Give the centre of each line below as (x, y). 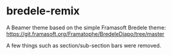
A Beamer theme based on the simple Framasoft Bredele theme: (86, 27)
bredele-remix (43, 11)
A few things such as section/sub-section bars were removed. (84, 45)
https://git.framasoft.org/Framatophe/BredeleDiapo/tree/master (85, 33)
